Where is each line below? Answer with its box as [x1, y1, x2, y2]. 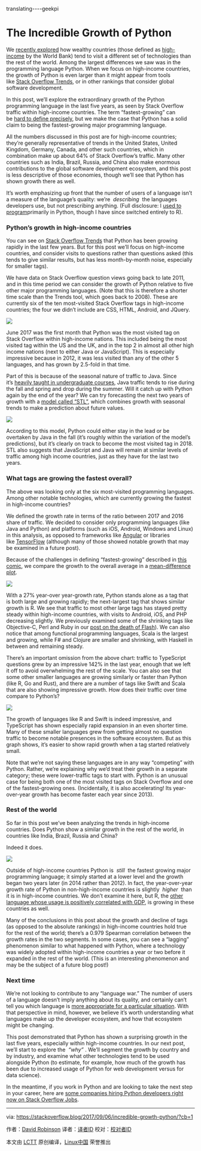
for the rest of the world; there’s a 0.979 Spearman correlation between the [6, 929, 191, 936]
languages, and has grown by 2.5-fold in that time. [6, 361, 130, 368]
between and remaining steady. [6, 642, 84, 650]
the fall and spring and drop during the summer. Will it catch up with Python [6, 385, 193, 393]
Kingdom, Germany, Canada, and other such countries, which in [6, 145, 165, 153]
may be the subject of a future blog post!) [6, 961, 109, 968]
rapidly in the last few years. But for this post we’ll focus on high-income [6, 243, 185, 251]
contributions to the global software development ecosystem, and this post [6, 165, 191, 172]
